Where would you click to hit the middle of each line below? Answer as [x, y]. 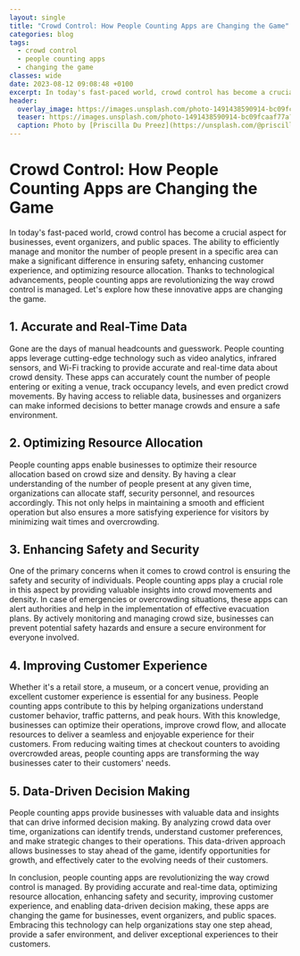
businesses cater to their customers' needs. [90, 763]
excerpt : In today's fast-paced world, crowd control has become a [137, 92]
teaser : [32, 117]
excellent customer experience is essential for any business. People [134, 697]
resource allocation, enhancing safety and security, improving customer [142, 896]
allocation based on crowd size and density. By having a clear [123, 474]
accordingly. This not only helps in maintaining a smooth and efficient [137, 502]
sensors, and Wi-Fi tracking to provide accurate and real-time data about [144, 367]
